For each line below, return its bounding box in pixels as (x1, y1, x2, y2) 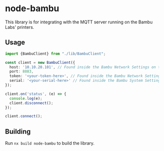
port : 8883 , (9, 69, 34, 74)
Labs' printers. (5, 24, 34, 30)
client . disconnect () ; (9, 100, 54, 105)
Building (5, 127, 31, 135)
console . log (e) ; (9, 96, 42, 101)
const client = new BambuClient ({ (5, 60, 76, 65)
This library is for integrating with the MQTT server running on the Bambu (5, 19, 153, 25)
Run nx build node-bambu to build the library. (5, 140, 95, 146)
